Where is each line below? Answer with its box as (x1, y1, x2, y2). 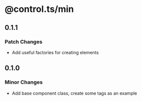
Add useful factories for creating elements (11, 49, 99, 55)
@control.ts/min (4, 3, 74, 15)
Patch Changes (4, 38, 43, 45)
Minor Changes (4, 79, 43, 86)
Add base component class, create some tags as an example (11, 90, 138, 96)
